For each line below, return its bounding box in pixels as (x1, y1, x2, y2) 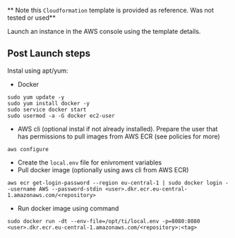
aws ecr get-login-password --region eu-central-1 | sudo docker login (7, 179, 222, 186)
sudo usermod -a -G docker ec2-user (7, 112, 115, 119)
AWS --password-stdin (38, 185, 102, 193)
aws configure (7, 145, 49, 153)
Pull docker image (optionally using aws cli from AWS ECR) (17, 165, 189, 174)
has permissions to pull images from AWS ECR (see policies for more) (17, 132, 220, 141)
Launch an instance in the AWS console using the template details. (7, 28, 201, 35)
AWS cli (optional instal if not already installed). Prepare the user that (17, 124, 218, 133)
